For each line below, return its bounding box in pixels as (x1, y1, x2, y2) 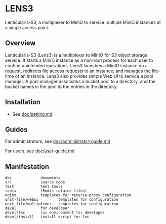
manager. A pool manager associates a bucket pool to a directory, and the (5, 78, 156, 84)
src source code (5, 180, 65, 185)
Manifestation (5, 162, 49, 171)
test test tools (5, 184, 63, 189)
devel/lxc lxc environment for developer (5, 210, 105, 215)
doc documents (5, 176, 61, 180)
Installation (5, 98, 41, 106)
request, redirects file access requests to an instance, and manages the (5, 68, 151, 74)
